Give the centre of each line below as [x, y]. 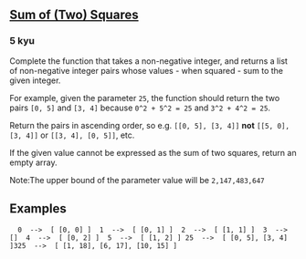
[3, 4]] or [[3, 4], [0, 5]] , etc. [72, 135]
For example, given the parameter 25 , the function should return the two [145, 98]
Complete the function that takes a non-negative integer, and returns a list [148, 61]
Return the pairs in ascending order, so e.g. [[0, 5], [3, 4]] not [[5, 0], [150, 125]
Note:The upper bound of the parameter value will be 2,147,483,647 [137, 180]
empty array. [33, 162]
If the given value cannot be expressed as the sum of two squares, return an [153, 152]
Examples [38, 209]
